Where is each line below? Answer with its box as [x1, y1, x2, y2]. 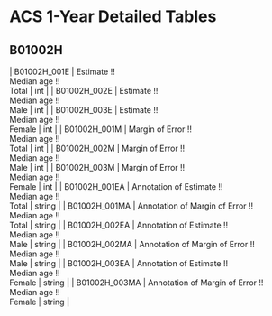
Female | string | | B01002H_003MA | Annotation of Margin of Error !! [9, 277, 264, 288]
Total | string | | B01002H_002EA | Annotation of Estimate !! [9, 219, 229, 230]
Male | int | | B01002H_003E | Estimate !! [9, 105, 159, 115]
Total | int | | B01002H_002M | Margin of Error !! [9, 143, 186, 153]
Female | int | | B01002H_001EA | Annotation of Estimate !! [9, 181, 223, 191]
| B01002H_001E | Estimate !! [9, 66, 115, 77]
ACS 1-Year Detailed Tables [9, 6, 217, 27]
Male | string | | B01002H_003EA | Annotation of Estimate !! [9, 258, 228, 268]
